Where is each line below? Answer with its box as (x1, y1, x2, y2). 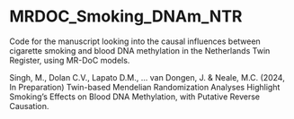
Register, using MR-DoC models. (9, 55, 130, 65)
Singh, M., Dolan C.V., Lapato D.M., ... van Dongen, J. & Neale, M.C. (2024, (9, 72, 285, 82)
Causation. (9, 100, 49, 111)
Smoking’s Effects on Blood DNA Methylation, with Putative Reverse (9, 91, 261, 102)
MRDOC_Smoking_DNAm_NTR (9, 6, 243, 27)
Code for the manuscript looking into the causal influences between (9, 36, 261, 47)
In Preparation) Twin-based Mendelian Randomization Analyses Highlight (9, 81, 281, 92)
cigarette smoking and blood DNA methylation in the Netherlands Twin (9, 45, 271, 55)
